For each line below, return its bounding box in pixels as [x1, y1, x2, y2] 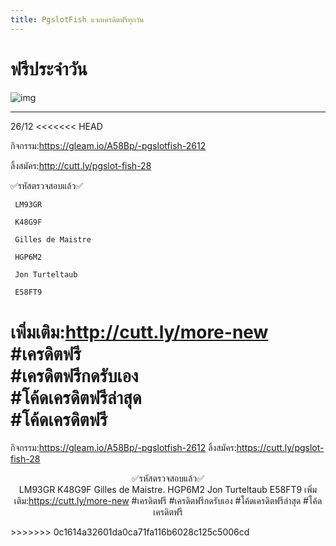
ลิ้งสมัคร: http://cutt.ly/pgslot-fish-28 [10, 159, 152, 171]
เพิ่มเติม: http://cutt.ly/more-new [10, 321, 269, 343]
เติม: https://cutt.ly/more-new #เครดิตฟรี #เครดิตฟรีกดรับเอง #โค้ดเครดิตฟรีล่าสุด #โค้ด [13, 495, 323, 507]
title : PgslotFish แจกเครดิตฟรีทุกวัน [10, 14, 145, 25]
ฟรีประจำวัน [10, 57, 88, 80]
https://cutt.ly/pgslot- [236, 442, 325, 454]
